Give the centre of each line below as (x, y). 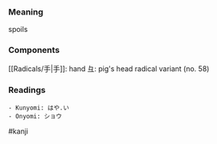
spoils (18, 30)
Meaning (26, 12)
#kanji (18, 131)
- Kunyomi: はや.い (39, 108)
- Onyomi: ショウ (35, 116)
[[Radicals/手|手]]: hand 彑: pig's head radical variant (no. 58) (109, 68)
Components (34, 50)
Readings (27, 90)
